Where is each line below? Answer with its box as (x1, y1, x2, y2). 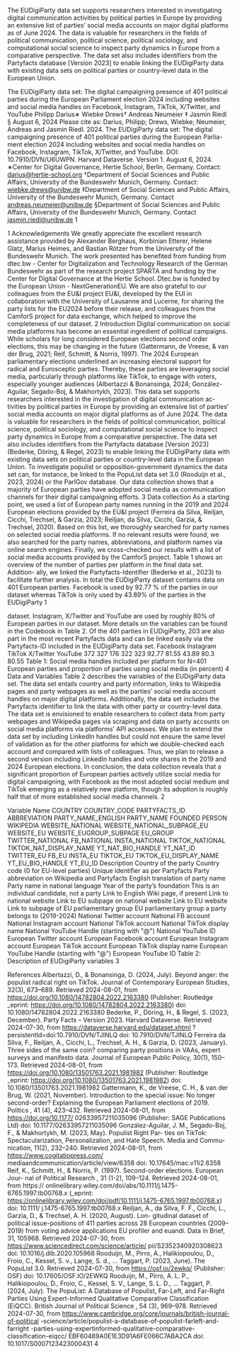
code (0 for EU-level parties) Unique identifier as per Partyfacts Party (7, 867, 210, 874)
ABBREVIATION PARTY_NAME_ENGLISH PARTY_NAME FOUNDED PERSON (7, 814, 228, 822)
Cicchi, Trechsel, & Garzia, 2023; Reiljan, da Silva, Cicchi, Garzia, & (7, 515, 202, 524)
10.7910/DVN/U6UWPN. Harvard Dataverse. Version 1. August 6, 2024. (7, 155, 214, 164)
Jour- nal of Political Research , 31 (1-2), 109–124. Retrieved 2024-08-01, (7, 1174, 219, 1182)
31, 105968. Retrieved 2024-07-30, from (7, 1234, 125, 1242)
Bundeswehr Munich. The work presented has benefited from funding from (7, 252, 226, 260)
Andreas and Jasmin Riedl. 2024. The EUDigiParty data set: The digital (7, 125, 214, 133)
